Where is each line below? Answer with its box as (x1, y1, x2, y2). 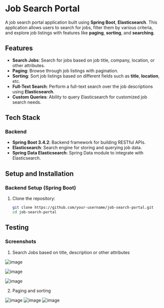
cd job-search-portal (12, 210, 57, 215)
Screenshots (5, 238, 36, 245)
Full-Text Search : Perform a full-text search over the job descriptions (12, 83, 153, 89)
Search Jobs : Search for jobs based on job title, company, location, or (12, 57, 155, 63)
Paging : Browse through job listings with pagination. (12, 68, 119, 74)
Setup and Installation (5, 169, 74, 178)
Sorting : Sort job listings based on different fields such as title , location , (12, 73, 160, 79)
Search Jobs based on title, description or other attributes (12, 249, 130, 255)
